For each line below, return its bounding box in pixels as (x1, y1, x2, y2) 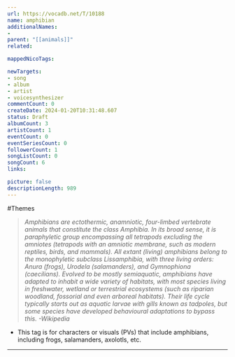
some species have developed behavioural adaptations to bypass (24, 307, 215, 315)
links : (7, 166, 27, 173)
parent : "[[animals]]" (7, 36, 73, 43)
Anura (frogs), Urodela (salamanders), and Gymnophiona (24, 262, 191, 270)
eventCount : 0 (7, 133, 49, 140)
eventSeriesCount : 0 (7, 139, 68, 147)
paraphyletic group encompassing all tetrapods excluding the (24, 232, 203, 241)
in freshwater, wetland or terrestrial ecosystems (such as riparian (24, 284, 214, 293)
